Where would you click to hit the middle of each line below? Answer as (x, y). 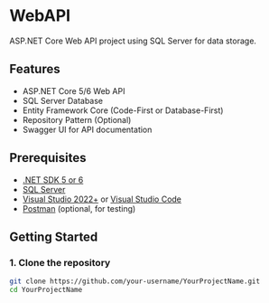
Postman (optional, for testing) (79, 208)
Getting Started (54, 237)
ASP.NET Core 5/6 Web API (74, 90)
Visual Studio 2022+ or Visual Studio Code (102, 199)
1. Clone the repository (60, 262)
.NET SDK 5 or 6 (53, 180)
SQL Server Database (63, 100)
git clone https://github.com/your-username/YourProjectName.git (134, 281)
